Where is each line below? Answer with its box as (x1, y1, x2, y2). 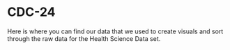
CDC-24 (7, 4, 56, 20)
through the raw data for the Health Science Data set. (7, 34, 161, 42)
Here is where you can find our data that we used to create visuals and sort (7, 27, 224, 35)
